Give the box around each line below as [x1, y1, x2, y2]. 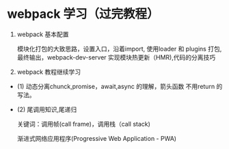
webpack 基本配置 [16, 30, 69, 38]
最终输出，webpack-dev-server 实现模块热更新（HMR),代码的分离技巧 [16, 53, 216, 62]
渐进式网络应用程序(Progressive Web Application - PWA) [16, 134, 176, 142]
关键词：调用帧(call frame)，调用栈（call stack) [16, 120, 150, 128]
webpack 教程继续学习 [16, 68, 81, 76]
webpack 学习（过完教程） [7, 6, 159, 22]
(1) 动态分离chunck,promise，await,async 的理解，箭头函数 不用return [16, 82, 215, 90]
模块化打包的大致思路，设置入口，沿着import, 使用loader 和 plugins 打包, [16, 44, 222, 53]
